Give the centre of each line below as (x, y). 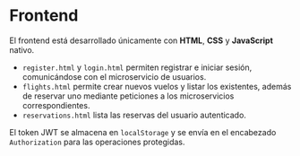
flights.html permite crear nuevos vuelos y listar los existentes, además (157, 86)
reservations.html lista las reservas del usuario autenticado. (134, 115)
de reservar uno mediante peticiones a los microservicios (128, 96)
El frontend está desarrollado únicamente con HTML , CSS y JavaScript (141, 40)
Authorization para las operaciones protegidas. (97, 142)
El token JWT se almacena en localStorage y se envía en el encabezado (143, 132)
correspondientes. (56, 105)
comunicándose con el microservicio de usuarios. (114, 76)
